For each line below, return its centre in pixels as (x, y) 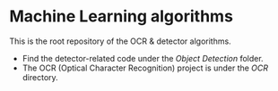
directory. (40, 77)
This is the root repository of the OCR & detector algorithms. (120, 41)
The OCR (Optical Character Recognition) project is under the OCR (145, 68)
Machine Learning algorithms (121, 17)
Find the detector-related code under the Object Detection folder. (143, 58)
